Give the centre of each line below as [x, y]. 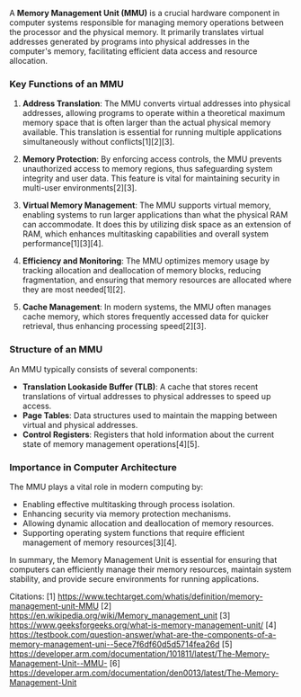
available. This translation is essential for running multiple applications [152, 132]
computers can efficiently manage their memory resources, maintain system [150, 569]
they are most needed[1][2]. [74, 290]
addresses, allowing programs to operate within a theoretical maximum [154, 113]
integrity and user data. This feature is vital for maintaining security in [151, 178]
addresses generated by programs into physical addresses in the [129, 41]
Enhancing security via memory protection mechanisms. [127, 514]
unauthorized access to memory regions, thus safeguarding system [147, 169]
